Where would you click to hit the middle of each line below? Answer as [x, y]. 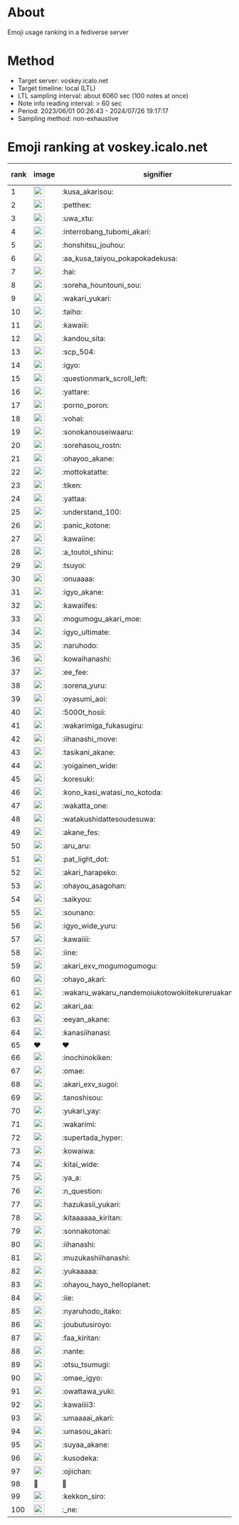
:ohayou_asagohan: [94, 886]
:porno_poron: [85, 405]
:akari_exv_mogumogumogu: [110, 965]
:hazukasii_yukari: [91, 1204]
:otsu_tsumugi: [86, 1364]
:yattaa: [74, 498]
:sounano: [78, 912]
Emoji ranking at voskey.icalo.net [108, 147]
